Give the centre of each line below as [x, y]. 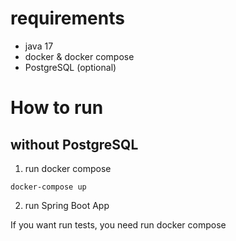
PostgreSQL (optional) [70, 67]
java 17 [39, 46]
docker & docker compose [79, 56]
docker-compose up [48, 187]
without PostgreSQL [74, 144]
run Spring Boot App [67, 205]
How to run [57, 108]
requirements [67, 18]
